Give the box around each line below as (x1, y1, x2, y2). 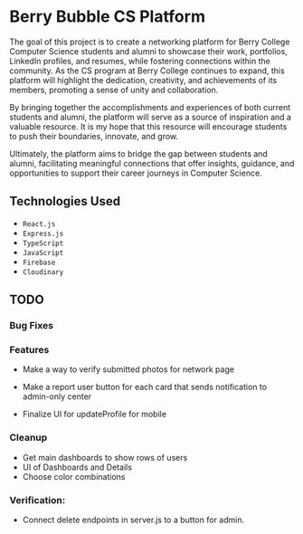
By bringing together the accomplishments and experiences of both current (9, 101, 291, 112)
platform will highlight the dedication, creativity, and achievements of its (9, 74, 278, 85)
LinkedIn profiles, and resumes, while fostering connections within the (9, 55, 271, 66)
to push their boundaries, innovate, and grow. (9, 130, 179, 141)
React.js (22, 219, 56, 228)
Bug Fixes (9, 319, 54, 332)
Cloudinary (22, 267, 64, 277)
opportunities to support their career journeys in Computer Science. (9, 167, 262, 178)
